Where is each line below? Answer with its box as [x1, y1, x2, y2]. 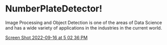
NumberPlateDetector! [5, 3, 102, 14]
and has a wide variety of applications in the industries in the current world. [5, 24, 162, 30]
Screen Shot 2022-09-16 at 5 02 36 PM [5, 34, 88, 40]
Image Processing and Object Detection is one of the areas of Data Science [5, 19, 162, 25]
